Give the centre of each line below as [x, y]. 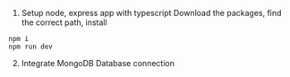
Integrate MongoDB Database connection [98, 63]
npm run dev [30, 47]
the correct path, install [64, 22]
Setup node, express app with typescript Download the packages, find [151, 13]
